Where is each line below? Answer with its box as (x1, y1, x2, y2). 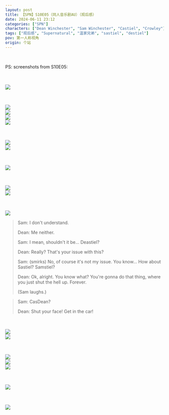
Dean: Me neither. (17, 229, 55, 235)
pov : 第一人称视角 (5, 36, 39, 41)
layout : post (5, 7, 33, 13)
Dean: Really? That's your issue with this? (17, 249, 104, 255)
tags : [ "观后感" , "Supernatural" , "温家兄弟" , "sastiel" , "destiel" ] (5, 31, 149, 36)
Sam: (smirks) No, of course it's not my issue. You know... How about (17, 258, 161, 264)
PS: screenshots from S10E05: (5, 63, 68, 70)
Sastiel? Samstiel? (17, 264, 55, 270)
